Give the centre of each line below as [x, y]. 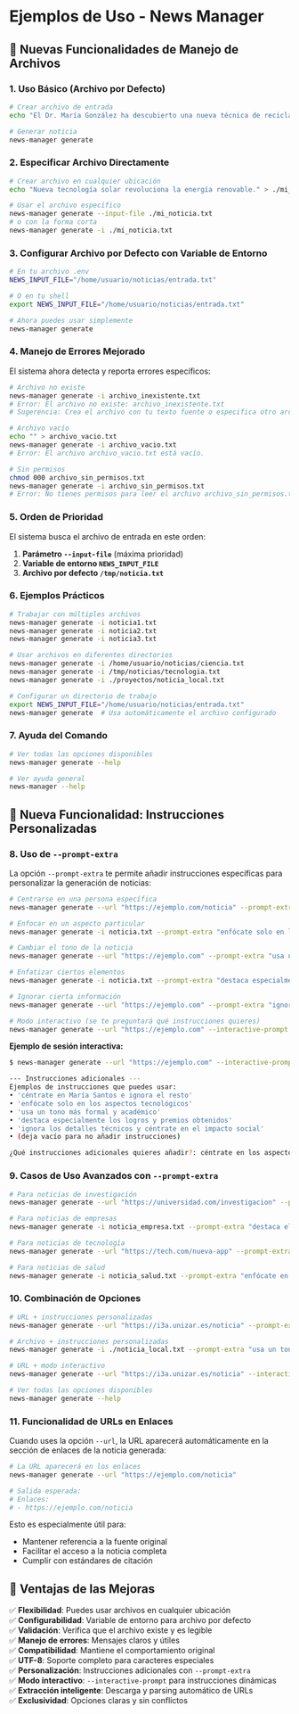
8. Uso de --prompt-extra [64, 853]
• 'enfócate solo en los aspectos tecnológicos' [101, 1103]
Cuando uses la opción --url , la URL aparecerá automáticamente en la [139, 1441]
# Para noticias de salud [57, 1267]
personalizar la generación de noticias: [80, 882]
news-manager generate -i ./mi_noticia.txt [91, 231]
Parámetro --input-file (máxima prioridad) [103, 554]
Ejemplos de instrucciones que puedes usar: [93, 1087]
